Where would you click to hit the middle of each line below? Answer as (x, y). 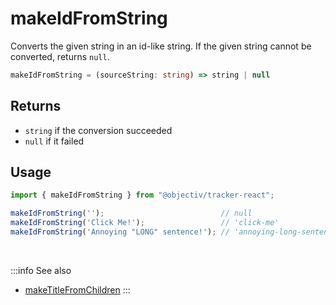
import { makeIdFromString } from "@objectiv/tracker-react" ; (142, 195)
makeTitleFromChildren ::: (77, 289)
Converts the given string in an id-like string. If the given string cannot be (161, 46)
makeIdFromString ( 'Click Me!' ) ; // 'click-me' (145, 223)
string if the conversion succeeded (98, 130)
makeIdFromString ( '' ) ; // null (131, 213)
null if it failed (54, 141)
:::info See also (41, 270)
